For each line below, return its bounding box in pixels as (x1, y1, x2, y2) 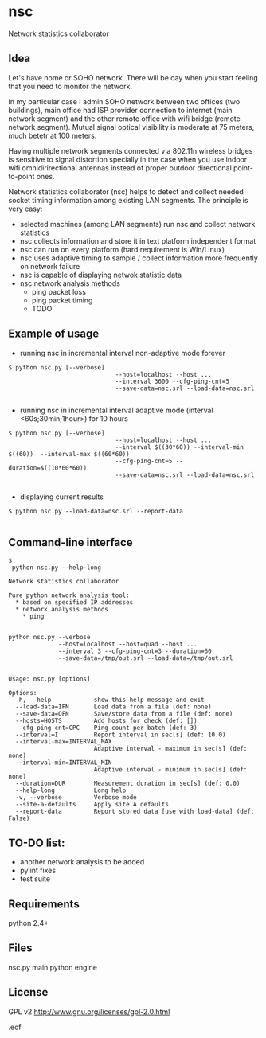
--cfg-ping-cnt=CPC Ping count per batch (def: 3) (15, 724, 198, 732)
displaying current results (19, 492, 104, 501)
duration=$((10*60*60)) (8, 464, 88, 472)
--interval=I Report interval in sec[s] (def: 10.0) (15, 731, 226, 739)
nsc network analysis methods (19, 278, 121, 288)
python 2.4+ (8, 919, 49, 927)
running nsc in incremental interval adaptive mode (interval (19, 405, 213, 415)
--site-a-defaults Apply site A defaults (15, 801, 170, 809)
